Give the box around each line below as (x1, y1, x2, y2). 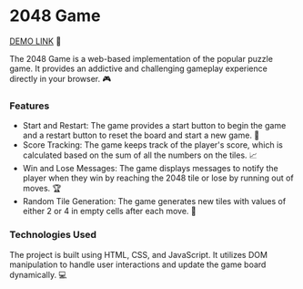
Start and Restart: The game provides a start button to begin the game (22, 120, 287, 131)
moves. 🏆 (22, 183, 62, 194)
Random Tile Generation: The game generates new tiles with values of (22, 196, 287, 207)
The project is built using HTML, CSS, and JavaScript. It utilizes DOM (9, 249, 268, 260)
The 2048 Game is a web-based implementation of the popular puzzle (9, 53, 273, 64)
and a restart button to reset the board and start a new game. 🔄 (22, 129, 260, 141)
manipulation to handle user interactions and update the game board (9, 259, 267, 270)
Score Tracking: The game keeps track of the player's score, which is (22, 139, 284, 150)
